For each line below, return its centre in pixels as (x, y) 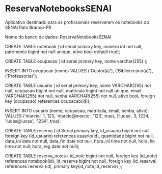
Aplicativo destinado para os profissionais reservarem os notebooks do (77, 22)
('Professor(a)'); (21, 76)
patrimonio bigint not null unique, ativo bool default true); (63, 52)
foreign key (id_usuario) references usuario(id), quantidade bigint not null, (80, 136)
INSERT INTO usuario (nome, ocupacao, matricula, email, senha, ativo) (77, 111)
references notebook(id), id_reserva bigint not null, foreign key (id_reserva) (81, 161)
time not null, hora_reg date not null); (42, 146)
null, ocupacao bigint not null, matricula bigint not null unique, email (73, 90)
